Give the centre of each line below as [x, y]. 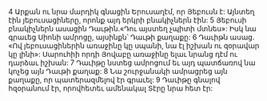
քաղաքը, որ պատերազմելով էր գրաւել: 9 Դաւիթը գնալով [114, 80]
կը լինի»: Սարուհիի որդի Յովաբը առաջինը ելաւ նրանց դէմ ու [123, 54]
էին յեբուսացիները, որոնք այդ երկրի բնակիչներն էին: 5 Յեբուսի [128, 20]
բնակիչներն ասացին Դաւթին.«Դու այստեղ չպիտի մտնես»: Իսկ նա [133, 28]
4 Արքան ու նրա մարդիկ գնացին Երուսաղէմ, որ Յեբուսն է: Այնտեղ [132, 12]
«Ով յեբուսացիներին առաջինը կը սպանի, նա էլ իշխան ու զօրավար [134, 46]
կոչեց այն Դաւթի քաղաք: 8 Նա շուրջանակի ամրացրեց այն [118, 71]
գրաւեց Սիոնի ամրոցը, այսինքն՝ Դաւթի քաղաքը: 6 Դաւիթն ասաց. [132, 37]
